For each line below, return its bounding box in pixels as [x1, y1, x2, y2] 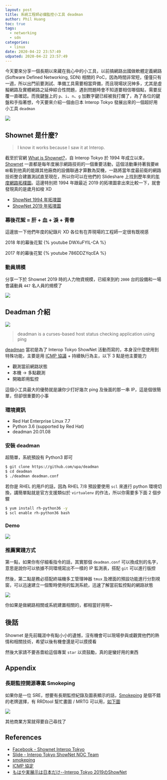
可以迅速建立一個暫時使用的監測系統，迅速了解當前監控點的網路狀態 [13, 582, 153, 588]
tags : [5, 26, 16, 31]
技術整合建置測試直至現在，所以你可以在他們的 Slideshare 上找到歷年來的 [5, 173, 156, 180]
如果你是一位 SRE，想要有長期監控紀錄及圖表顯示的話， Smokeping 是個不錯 [5, 692, 161, 698]
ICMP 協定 [12, 763, 34, 769]
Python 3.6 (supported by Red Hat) [12, 423, 84, 429]
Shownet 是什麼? [5, 131, 59, 139]
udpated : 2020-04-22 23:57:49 [5, 53, 68, 59]
